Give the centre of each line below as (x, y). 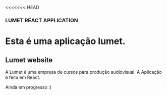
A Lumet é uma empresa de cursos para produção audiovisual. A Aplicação (84, 72)
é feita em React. (23, 77)
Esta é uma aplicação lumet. (65, 41)
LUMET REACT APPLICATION (42, 20)
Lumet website (29, 60)
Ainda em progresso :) (29, 87)
